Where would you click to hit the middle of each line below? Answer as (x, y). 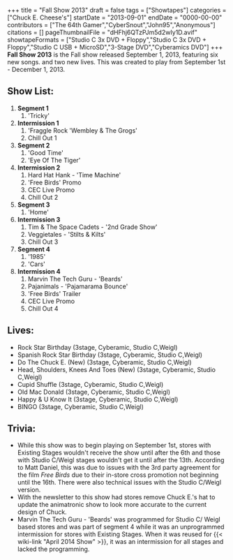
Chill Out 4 (43, 308)
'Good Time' (46, 152)
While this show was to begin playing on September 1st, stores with (114, 445)
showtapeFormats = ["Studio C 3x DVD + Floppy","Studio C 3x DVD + (107, 40)
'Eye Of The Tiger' (54, 160)
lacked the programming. (53, 549)
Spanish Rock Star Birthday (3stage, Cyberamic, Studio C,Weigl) (110, 355)
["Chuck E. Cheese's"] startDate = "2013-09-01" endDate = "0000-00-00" (115, 17)
